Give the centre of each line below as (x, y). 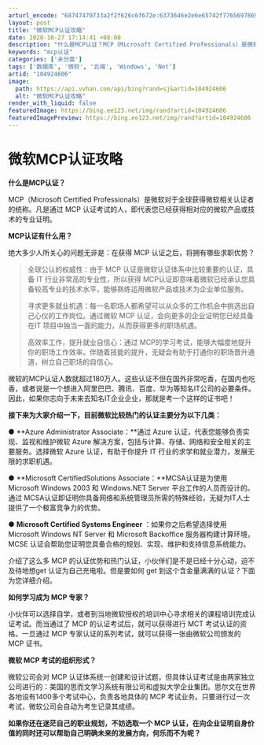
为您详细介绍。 (32, 580)
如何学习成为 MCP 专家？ (49, 597)
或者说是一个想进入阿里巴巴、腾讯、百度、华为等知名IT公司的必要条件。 (138, 388)
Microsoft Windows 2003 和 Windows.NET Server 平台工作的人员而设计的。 (131, 487)
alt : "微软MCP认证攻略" (51, 96)
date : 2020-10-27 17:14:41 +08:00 (65, 37)
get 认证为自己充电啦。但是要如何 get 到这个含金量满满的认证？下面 (145, 570)
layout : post (29, 23)
